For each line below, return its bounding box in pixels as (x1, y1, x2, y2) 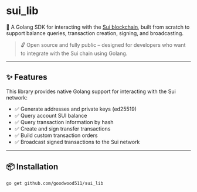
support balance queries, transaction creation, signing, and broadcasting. (6, 29, 184, 36)
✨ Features (6, 72, 47, 83)
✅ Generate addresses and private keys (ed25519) (14, 105, 137, 112)
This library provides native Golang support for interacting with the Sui (6, 88, 176, 95)
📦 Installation (6, 162, 59, 172)
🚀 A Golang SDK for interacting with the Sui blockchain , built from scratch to (6, 23, 190, 30)
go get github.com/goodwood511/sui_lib (6, 180, 104, 186)
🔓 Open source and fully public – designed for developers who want (20, 41, 186, 48)
